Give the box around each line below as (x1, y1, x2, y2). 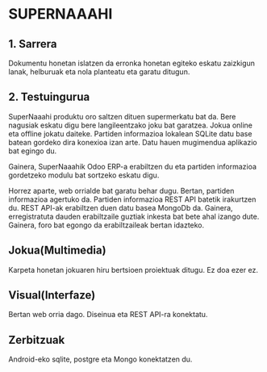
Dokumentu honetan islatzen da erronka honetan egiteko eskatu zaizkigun (8, 58, 256, 68)
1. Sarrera (8, 37, 58, 51)
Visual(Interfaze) (8, 288, 96, 303)
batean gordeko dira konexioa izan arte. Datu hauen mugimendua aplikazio (8, 137, 257, 147)
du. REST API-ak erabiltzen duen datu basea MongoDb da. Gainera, (8, 203, 233, 212)
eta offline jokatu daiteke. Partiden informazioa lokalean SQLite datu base (8, 128, 252, 138)
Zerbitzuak (8, 332, 65, 347)
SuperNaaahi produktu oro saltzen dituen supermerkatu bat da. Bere (8, 111, 236, 121)
